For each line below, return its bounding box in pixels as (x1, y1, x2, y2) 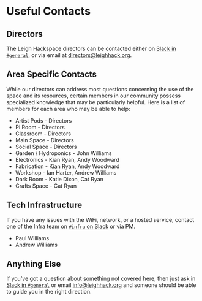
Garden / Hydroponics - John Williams (15, 149, 112, 157)
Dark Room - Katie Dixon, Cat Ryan (15, 175, 104, 183)
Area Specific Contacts (6, 69, 97, 80)
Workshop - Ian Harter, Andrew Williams (15, 169, 117, 176)
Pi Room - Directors (15, 123, 65, 131)
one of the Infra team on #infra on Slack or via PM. (6, 223, 136, 230)
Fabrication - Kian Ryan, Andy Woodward (15, 162, 120, 170)
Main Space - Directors (15, 136, 75, 143)
